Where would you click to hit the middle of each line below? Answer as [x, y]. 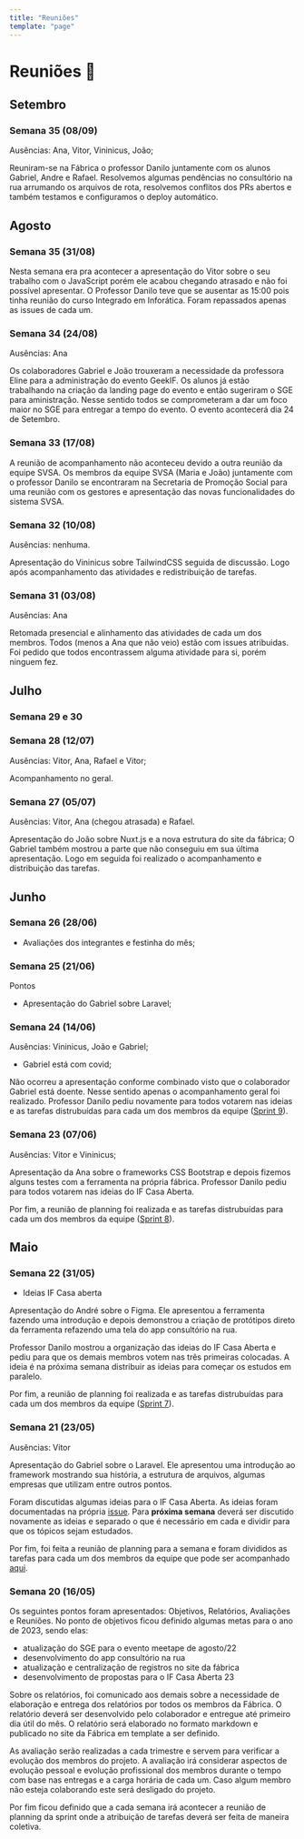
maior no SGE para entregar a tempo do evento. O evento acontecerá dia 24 [152, 409]
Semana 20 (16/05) [53, 1591]
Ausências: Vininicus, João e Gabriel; [79, 1047]
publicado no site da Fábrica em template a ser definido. [115, 1733]
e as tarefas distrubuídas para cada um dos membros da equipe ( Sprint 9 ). [149, 1111]
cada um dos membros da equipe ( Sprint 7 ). [92, 1404]
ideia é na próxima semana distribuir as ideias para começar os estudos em [151, 1367]
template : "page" [42, 26]
